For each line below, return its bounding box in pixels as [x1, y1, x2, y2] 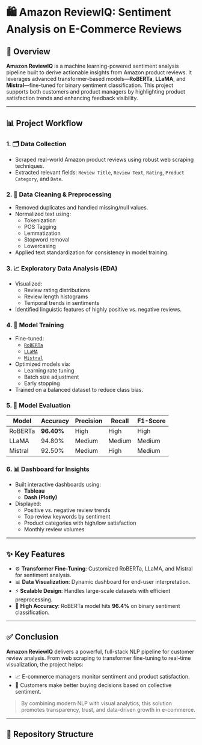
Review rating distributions [23, 287, 90, 294]
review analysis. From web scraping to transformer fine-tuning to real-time [6, 654, 191, 662]
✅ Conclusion [6, 632, 59, 642]
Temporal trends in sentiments [23, 299, 100, 307]
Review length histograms [23, 293, 88, 300]
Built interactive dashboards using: [14, 481, 101, 488]
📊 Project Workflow [6, 118, 83, 129]
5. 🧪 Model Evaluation [6, 401, 71, 409]
